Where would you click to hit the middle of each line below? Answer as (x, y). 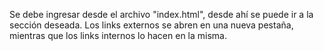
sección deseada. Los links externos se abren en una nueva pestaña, (151, 25)
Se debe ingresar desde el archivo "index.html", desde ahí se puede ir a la (161, 14)
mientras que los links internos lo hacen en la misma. (118, 35)
